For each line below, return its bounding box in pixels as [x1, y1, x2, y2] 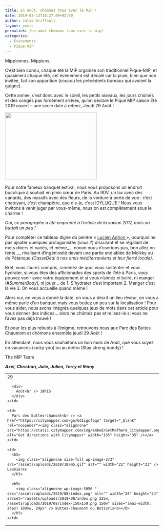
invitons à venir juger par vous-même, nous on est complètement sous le [5, 205, 152, 211]
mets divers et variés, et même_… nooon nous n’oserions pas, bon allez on [5, 244, 155, 251]
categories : [5, 34, 29, 39]
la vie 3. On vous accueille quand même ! [5, 285, 88, 291]
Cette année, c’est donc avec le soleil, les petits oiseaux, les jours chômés [5, 92, 154, 98]
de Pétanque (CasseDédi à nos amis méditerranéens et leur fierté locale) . [5, 255, 154, 261]
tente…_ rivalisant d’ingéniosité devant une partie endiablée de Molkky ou [5, 250, 153, 256]
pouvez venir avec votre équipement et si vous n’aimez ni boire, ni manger [5, 275, 155, 280]
